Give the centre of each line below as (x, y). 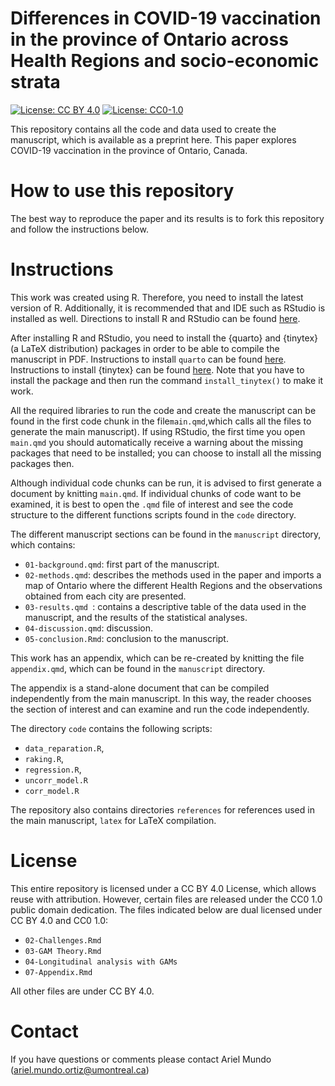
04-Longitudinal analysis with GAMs (101, 962)
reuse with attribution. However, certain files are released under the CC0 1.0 (166, 899)
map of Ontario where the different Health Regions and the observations (173, 585)
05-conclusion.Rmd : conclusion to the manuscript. (126, 638)
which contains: (43, 544)
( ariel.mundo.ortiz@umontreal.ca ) (80, 1069)
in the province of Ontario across (149, 39)
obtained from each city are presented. (105, 596)
